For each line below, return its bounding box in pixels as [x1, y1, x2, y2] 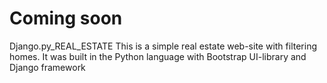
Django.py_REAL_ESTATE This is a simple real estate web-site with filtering [9, 40, 318, 52]
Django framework [9, 61, 86, 73]
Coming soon [9, 7, 123, 30]
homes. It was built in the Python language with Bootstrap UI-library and [9, 50, 307, 62]
